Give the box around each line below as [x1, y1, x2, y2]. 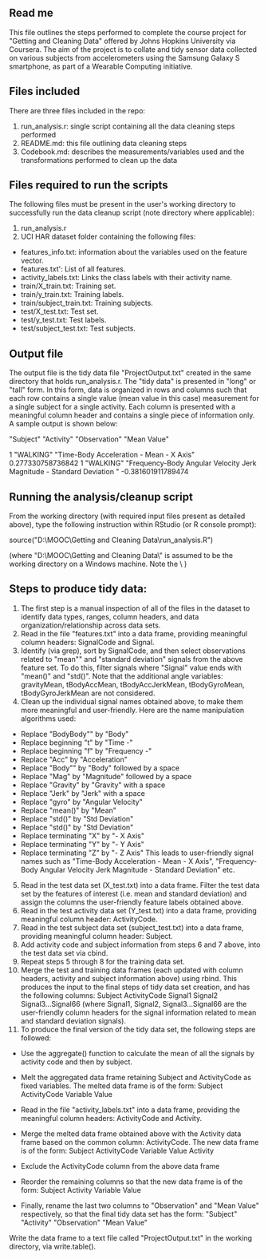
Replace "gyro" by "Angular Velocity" [20, 797, 143, 806]
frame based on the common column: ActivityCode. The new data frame [20, 1137, 259, 1146]
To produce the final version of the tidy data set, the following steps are [20, 1024, 256, 1034]
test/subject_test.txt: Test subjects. [20, 323, 136, 334]
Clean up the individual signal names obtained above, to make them [20, 696, 243, 706]
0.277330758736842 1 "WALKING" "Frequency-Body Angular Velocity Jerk [9, 458, 257, 468]
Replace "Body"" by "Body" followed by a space [20, 762, 180, 773]
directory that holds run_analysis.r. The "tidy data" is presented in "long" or [9, 377, 256, 386]
